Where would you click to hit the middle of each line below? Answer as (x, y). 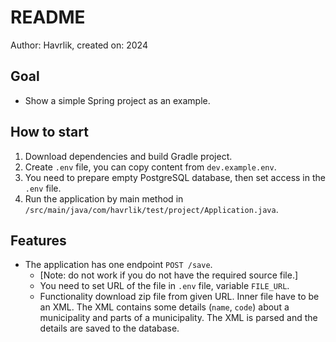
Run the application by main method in (104, 198)
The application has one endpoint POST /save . (118, 265)
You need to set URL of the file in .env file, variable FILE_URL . (164, 286)
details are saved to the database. (109, 328)
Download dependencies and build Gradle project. (128, 156)
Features (38, 240)
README (48, 17)
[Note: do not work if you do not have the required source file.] (169, 275)
